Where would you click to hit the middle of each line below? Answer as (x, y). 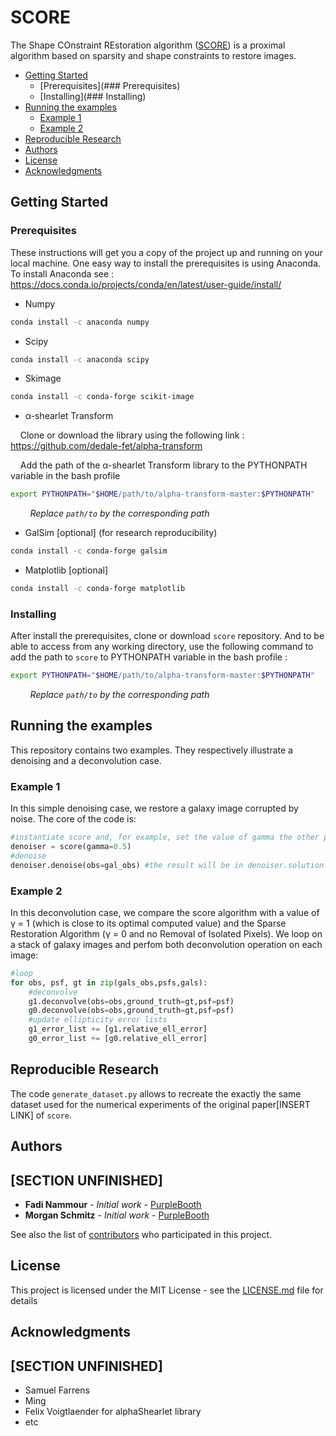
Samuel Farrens (57, 1390)
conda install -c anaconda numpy (80, 322)
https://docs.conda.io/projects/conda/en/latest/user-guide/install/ (146, 284)
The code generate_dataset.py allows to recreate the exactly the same (156, 1093)
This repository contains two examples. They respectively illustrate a (151, 750)
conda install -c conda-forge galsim (89, 551)
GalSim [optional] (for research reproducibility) (121, 533)
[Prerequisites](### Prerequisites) (110, 85)
